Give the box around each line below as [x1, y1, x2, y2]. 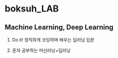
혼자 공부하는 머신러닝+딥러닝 [12, 47, 71, 53]
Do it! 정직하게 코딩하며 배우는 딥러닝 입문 [12, 37, 94, 42]
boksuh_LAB [5, 3, 59, 14]
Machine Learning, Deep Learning [5, 23, 114, 31]
